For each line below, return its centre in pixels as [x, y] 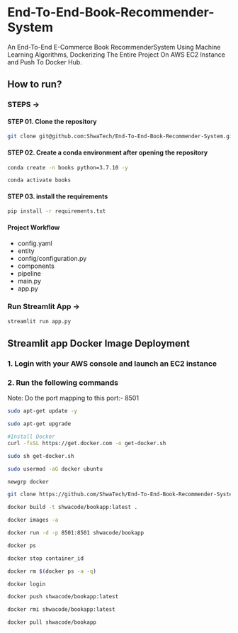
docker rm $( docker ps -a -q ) [52, 571]
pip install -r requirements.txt [57, 211]
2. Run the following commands [63, 382]
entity [26, 251]
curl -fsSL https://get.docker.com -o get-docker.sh [87, 443]
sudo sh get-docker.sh [41, 456]
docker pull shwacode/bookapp [52, 622]
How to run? [35, 85]
